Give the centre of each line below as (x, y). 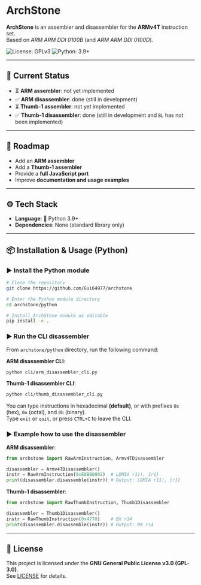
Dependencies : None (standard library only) (69, 225)
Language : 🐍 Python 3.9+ (47, 219)
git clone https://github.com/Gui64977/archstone (69, 288)
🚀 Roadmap (28, 147)
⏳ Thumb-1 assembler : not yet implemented (70, 106)
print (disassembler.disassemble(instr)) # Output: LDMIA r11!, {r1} (93, 480)
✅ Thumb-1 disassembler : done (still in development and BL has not (99, 115)
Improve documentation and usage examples (72, 180)
